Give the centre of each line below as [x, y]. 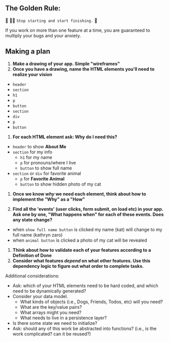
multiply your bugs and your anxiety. [43, 35]
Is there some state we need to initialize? [55, 323]
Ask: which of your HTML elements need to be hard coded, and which [85, 286]
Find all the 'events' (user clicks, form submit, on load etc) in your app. [88, 209]
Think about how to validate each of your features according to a [82, 250]
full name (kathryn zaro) [38, 235]
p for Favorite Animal [42, 179]
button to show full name [46, 168]
